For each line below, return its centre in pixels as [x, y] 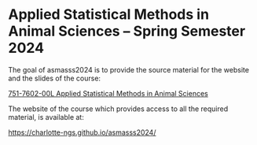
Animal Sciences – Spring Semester [127, 31]
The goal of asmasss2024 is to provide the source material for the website [129, 69]
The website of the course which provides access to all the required [118, 109]
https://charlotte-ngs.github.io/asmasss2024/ [82, 132]
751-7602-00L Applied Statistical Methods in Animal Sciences [108, 93]
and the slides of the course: [54, 78]
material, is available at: [46, 117]
